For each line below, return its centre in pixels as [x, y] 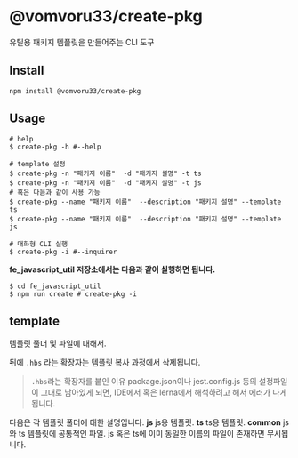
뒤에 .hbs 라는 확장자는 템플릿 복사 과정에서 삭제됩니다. [105, 363]
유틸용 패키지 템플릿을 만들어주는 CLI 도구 [82, 42]
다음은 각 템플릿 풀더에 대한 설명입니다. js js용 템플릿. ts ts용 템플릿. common [145, 422]
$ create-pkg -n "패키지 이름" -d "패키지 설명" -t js [105, 183]
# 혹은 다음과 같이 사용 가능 [55, 192]
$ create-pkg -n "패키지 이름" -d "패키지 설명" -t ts [105, 173]
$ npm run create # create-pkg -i [73, 294]
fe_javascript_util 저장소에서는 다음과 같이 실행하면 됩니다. [113, 269]
